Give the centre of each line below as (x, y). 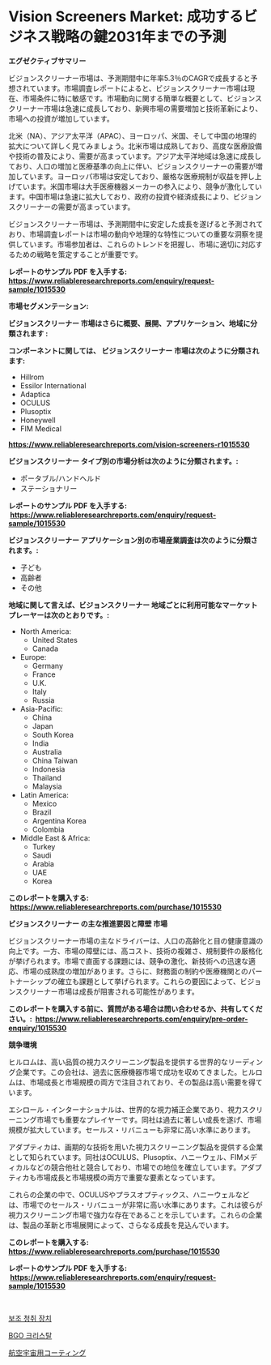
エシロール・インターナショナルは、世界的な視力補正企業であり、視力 (125, 1109)
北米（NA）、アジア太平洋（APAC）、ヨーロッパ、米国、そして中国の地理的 (133, 135)
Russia (43, 700)
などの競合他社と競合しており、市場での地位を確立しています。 (135, 1167)
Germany (47, 665)
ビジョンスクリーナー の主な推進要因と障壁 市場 (88, 923)
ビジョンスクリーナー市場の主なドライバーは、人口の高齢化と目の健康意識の (136, 940)
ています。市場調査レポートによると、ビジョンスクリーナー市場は (139, 88)
